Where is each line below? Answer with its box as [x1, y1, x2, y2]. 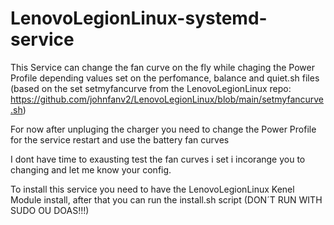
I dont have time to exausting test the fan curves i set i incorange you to [10, 153, 306, 165]
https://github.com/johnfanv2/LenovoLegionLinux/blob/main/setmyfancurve [10, 93, 325, 105]
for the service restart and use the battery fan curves [10, 133, 230, 146]
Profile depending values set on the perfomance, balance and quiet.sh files [10, 72, 320, 84]
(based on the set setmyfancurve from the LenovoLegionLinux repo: [10, 82, 292, 94]
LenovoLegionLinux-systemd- [10, 7, 268, 30]
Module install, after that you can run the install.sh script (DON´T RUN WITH [10, 193, 323, 206]
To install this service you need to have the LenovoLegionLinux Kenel [10, 183, 295, 195]
